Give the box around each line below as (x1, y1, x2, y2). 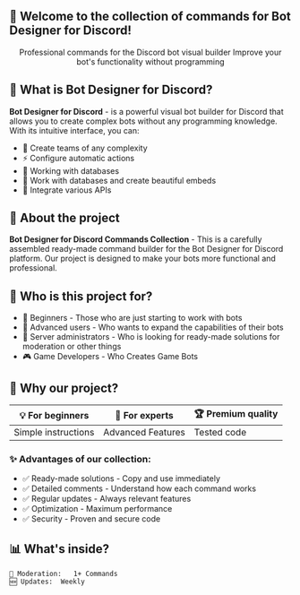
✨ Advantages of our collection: (9, 453, 151, 465)
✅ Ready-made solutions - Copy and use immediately (21, 473, 221, 484)
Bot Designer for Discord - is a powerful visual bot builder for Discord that (9, 106, 284, 116)
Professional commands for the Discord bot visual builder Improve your (19, 47, 282, 57)
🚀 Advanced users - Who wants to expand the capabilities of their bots (21, 322, 284, 332)
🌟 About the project (9, 211, 120, 226)
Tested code (193, 427, 247, 439)
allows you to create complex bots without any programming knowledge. (9, 116, 278, 126)
